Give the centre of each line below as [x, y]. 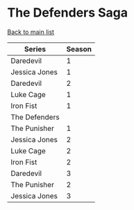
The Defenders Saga [68, 13]
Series [35, 49]
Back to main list [31, 32]
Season [79, 49]
